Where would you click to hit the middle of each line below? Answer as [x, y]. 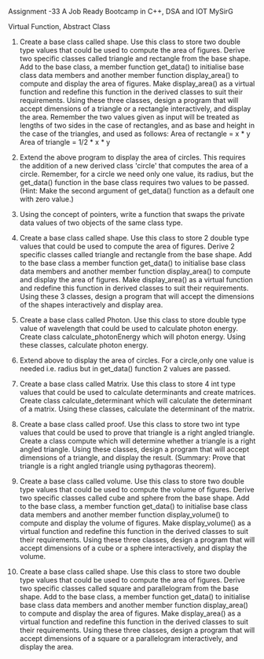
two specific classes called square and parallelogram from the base [129, 588]
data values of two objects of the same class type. [101, 223]
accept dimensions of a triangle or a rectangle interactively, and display [135, 109]
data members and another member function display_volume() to [124, 515]
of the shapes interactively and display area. [91, 305]
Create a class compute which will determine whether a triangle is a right [137, 441]
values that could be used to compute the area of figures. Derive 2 [127, 246]
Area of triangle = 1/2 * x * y [65, 142]
